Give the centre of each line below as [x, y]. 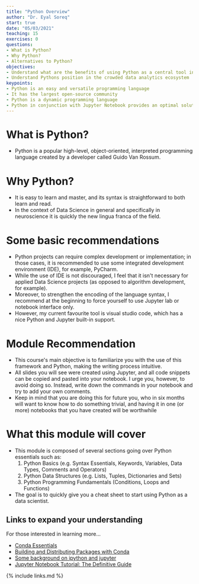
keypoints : [20, 84]
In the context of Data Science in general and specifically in [87, 210]
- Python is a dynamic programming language [62, 100]
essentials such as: [38, 457]
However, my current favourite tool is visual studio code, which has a [99, 313]
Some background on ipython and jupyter [65, 558]
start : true [21, 23]
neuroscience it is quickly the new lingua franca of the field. [88, 216]
